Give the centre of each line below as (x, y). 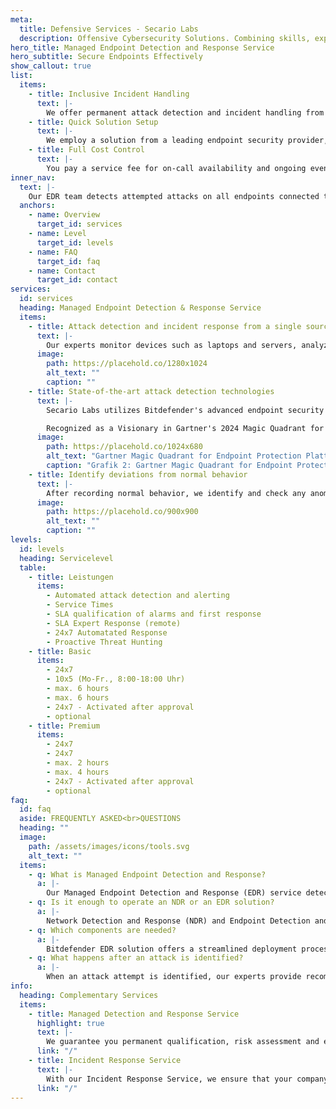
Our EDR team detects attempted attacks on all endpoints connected (174, 196)
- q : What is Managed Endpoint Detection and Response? (147, 874)
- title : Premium (64, 726)
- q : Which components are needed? (102, 930)
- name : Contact (62, 271)
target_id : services (79, 224)
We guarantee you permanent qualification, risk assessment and (183, 1042)
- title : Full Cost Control (86, 150)
